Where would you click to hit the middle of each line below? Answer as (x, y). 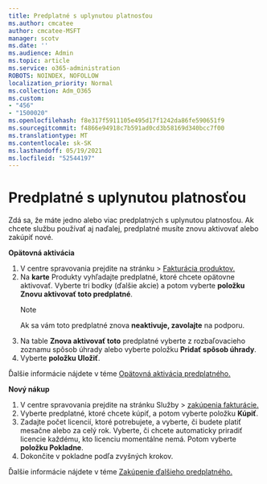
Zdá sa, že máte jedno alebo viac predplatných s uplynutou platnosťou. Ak (131, 220)
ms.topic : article (39, 61)
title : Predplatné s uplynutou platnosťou (80, 16)
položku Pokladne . (51, 448)
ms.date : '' (28, 46)
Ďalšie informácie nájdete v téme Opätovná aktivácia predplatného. (119, 374)
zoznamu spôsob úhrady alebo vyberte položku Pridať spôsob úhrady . (138, 350)
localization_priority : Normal (61, 83)
